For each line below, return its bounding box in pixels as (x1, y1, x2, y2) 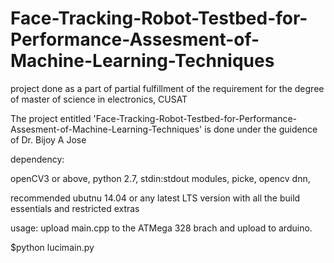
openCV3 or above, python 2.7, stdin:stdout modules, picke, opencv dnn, (10, 172, 311, 184)
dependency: (10, 153, 65, 165)
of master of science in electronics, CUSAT (10, 93, 188, 105)
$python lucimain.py (10, 241, 95, 253)
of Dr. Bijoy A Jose (10, 133, 87, 146)
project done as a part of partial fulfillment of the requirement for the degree (10, 82, 325, 94)
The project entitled (10, 112, 92, 124)
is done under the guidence (204, 123, 318, 135)
